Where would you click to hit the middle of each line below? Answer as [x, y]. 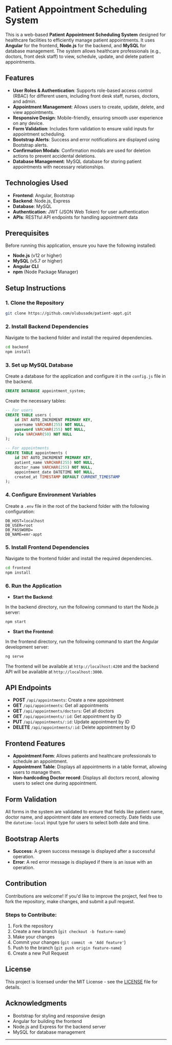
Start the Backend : [33, 597]
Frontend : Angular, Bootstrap [44, 195]
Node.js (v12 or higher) [37, 256]
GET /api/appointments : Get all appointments [60, 706]
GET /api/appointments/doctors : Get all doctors [63, 711]
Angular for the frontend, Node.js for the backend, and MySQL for [76, 45]
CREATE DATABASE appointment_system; [46, 391]
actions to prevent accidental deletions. [54, 156]
